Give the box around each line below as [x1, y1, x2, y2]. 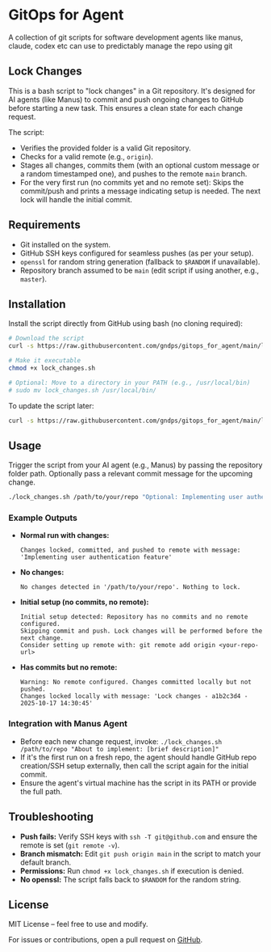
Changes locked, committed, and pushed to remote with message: [19, 546, 241, 555]
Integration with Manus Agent [8, 718, 127, 730]
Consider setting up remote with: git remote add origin [19, 641, 216, 649]
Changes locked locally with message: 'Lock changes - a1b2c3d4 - [19, 692, 248, 700]
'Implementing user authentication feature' [19, 553, 173, 561]
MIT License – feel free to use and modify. [8, 920, 148, 929]
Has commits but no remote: [19, 662, 118, 672]
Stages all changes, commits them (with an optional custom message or [19, 160, 260, 170]
